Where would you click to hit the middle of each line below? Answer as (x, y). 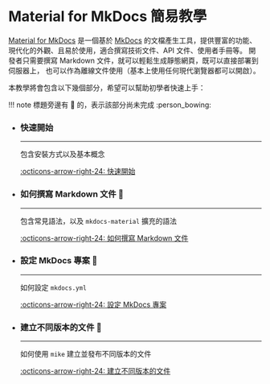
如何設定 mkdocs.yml (53, 287)
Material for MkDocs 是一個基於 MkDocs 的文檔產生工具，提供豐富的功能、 (133, 40)
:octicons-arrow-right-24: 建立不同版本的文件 (95, 371)
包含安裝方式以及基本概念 (62, 155)
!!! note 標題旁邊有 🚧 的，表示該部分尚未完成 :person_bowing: (110, 105)
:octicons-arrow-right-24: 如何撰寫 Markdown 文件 (104, 237)
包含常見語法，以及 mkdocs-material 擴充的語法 (98, 221)
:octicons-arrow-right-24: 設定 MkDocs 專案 (93, 304)
